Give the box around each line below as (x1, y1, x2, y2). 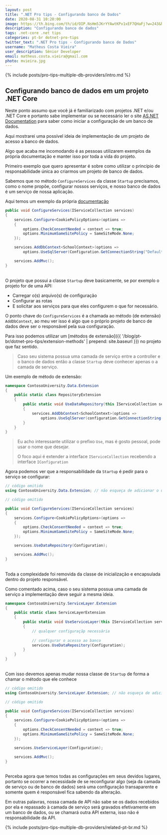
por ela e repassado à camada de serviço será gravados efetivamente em (5, 804, 157, 810)
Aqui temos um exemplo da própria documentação (5, 198, 109, 205)
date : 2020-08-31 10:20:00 (5, 16, 61, 21)
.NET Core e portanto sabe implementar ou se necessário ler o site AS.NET (5, 113, 159, 119)
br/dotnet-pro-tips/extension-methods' (5, 338, 85, 344)
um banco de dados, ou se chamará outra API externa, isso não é (5, 810, 139, 816)
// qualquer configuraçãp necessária (31, 628, 110, 634)
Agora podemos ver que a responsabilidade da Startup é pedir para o (5, 469, 148, 475)
